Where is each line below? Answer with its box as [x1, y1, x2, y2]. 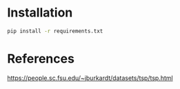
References [7, 51, 74, 66]
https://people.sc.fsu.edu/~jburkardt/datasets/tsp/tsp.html [7, 74, 174, 82]
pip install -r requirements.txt [7, 28, 103, 34]
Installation [7, 5, 73, 21]
